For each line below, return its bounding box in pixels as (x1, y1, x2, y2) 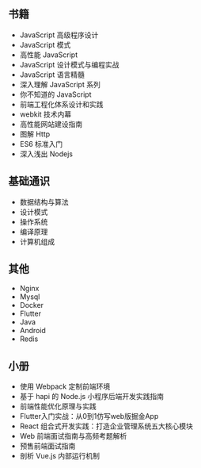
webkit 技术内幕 (19, 109, 72, 119)
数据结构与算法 (19, 197, 69, 206)
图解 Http (19, 129, 51, 139)
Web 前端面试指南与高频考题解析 (19, 432, 127, 441)
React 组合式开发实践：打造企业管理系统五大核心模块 (19, 421, 194, 431)
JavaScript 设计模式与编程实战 (19, 59, 119, 69)
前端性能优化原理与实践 (19, 401, 97, 411)
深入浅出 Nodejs (19, 149, 74, 159)
